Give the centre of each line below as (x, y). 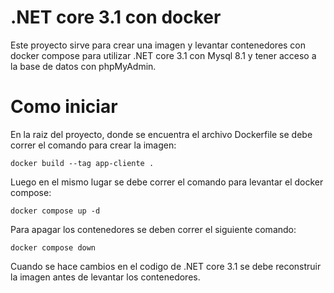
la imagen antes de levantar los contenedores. (105, 277)
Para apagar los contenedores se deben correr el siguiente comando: (153, 229)
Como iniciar (64, 107)
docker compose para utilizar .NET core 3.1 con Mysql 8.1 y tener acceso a (163, 55)
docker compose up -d (55, 211)
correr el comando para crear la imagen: (93, 145)
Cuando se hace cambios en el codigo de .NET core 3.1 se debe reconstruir (166, 266)
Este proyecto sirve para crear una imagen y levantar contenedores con (158, 45)
